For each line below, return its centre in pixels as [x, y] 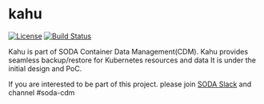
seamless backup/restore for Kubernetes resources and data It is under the [132, 60]
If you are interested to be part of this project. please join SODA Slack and [130, 84]
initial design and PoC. [45, 68]
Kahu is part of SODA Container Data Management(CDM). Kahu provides [128, 51]
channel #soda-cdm [42, 92]
